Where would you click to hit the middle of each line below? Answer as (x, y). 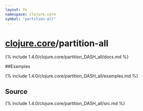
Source (16, 92)
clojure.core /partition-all (57, 43)
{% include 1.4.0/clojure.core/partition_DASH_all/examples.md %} (72, 76)
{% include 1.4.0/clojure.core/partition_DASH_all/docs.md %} (67, 57)
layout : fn (16, 10)
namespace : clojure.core (30, 14)
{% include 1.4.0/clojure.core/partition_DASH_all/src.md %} (65, 104)
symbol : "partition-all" (30, 19)
